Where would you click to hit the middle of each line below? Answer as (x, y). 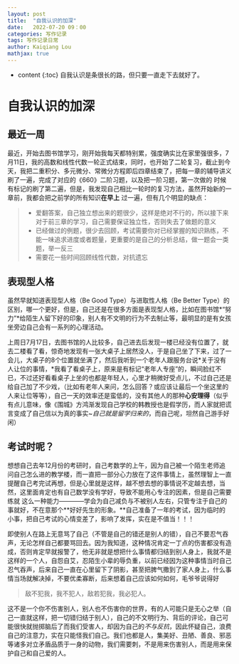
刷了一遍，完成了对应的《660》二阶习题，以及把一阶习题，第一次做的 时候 (117, 179)
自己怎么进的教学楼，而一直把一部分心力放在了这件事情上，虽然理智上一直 (122, 474)
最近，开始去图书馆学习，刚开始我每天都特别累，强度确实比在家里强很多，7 (118, 153)
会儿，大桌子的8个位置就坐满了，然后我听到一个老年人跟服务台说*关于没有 (117, 359)
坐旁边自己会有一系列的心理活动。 (57, 327)
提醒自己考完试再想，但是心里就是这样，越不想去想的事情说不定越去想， (113, 483)
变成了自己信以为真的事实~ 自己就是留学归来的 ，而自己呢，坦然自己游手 (118, 413)
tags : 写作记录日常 (33, 41)
